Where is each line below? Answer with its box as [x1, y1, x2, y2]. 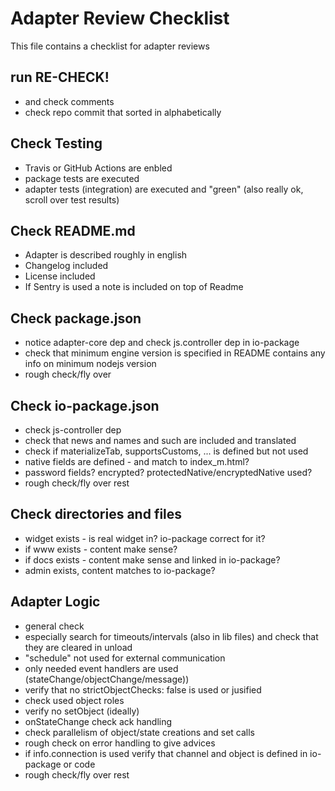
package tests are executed [24, 172, 140, 184]
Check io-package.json [10, 397, 160, 414]
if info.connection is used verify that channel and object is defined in [24, 747, 308, 759]
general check [24, 620, 85, 632]
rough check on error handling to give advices [24, 737, 216, 749]
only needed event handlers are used [24, 662, 179, 674]
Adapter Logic [10, 593, 101, 611]
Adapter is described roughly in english [24, 249, 188, 261]
